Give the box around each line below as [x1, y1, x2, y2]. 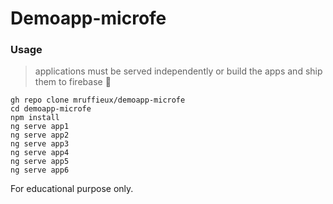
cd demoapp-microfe [10, 104, 92, 114]
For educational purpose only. [10, 183, 134, 195]
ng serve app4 [10, 148, 70, 158]
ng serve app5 [10, 157, 70, 167]
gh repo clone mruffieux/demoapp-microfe [10, 95, 186, 106]
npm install [10, 113, 60, 123]
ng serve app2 [10, 130, 70, 141]
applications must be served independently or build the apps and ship [34, 65, 323, 77]
